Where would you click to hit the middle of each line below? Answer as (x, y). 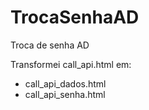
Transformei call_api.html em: (71, 64)
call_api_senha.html (65, 94)
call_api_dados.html (65, 83)
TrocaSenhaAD (75, 17)
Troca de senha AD (50, 45)
